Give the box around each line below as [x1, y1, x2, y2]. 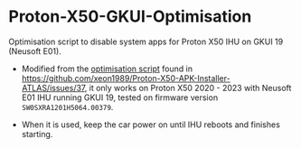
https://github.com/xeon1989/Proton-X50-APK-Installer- [21, 72, 231, 83]
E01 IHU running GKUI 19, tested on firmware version [21, 92, 219, 103]
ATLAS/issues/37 [21, 82, 85, 93]
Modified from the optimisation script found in [21, 63, 193, 74]
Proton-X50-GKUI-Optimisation [8, 6, 252, 27]
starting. [21, 128, 53, 139]
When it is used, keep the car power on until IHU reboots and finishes [21, 119, 281, 130]
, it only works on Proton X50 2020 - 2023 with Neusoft [84, 82, 292, 93]
